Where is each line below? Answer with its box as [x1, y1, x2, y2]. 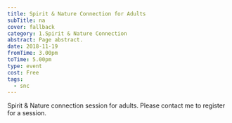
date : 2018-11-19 [7, 43, 58, 50]
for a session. [7, 109, 47, 117]
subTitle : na [7, 17, 46, 24]
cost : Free [7, 69, 39, 76]
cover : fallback [7, 23, 55, 30]
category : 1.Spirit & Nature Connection [7, 30, 128, 37]
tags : [7, 75, 23, 83]
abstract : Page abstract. [7, 37, 83, 44]
